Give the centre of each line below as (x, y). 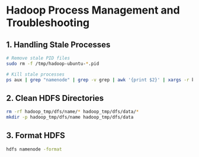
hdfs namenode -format (34, 149)
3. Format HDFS (36, 135)
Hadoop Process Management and (93, 10)
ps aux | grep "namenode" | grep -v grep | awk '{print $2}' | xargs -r (98, 80)
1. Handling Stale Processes (58, 45)
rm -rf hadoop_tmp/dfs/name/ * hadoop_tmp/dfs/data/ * (73, 112)
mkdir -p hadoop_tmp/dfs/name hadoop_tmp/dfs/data (70, 117)
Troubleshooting (48, 23)
